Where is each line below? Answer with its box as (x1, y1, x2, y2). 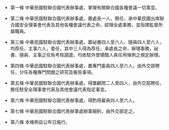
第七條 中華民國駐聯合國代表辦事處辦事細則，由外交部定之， (10, 108, 137, 114)
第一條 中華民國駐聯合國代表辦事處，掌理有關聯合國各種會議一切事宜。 (10, 5, 160, 10)
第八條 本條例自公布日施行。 (10, 119, 70, 125)
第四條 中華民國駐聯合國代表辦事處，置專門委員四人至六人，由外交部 (10, 63, 155, 69)
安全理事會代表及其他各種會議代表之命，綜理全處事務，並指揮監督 (19, 22, 159, 28)
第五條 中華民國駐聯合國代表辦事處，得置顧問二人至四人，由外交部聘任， (10, 80, 164, 86)
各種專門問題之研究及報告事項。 (28, 69, 96, 75)
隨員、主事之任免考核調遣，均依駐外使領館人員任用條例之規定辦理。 (19, 52, 163, 58)
